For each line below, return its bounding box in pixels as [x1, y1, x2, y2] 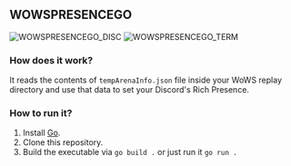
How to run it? [9, 107, 73, 120]
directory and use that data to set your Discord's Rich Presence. [9, 84, 250, 95]
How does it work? [9, 54, 94, 66]
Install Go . [22, 127, 61, 139]
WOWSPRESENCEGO [9, 7, 133, 23]
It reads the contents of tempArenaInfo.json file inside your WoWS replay [9, 74, 282, 85]
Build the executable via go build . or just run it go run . [22, 147, 238, 158]
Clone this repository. [22, 137, 104, 148]
